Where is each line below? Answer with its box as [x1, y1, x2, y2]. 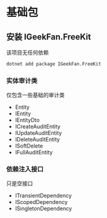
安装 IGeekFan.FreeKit [6, 32, 91, 42]
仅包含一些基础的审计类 [6, 92, 65, 99]
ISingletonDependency [15, 205, 73, 213]
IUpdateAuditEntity [15, 129, 62, 137]
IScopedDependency [15, 199, 68, 206]
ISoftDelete [15, 142, 44, 149]
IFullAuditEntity [15, 149, 53, 156]
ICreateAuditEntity [15, 123, 60, 131]
